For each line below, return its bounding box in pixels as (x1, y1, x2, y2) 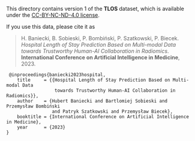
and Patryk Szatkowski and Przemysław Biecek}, (52, 109, 173, 115)
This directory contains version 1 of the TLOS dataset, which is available (6, 5, 184, 12)
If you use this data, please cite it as (6, 23, 95, 30)
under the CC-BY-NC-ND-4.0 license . (6, 11, 100, 19)
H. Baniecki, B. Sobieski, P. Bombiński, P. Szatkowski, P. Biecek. (20, 35, 179, 41)
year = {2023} (17, 124, 66, 130)
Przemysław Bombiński (6, 103, 61, 109)
